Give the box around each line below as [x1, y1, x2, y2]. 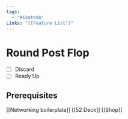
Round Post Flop [6, 46, 90, 59]
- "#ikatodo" [11, 14, 44, 20]
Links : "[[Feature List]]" [6, 20, 74, 26]
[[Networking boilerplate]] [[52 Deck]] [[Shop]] [6, 106, 123, 114]
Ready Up [14, 73, 40, 80]
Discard [14, 66, 35, 73]
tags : [6, 8, 20, 15]
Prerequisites [6, 90, 58, 100]
